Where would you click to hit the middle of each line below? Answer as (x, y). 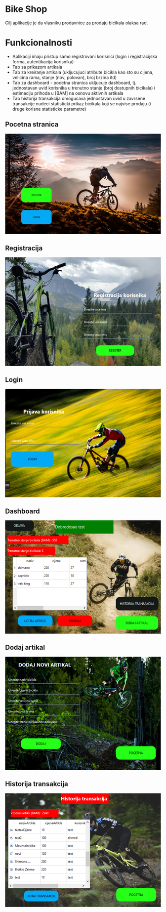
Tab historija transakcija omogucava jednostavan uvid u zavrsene (79, 98)
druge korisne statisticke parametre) (49, 109)
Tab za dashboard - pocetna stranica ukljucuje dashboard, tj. (74, 83)
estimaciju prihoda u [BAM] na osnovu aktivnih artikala (68, 93)
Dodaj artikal (25, 647)
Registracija (24, 248)
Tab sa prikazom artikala (37, 67)
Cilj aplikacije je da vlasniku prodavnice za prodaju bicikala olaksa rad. (77, 23)
